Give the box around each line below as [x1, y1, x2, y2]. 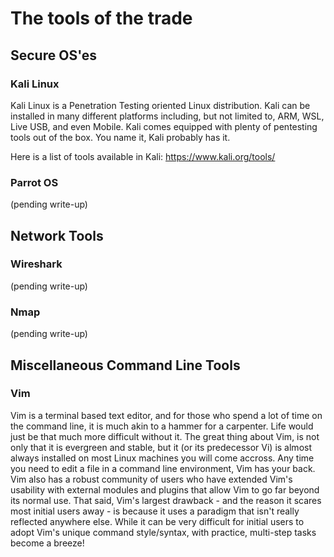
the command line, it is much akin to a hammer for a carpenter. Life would [10, 420, 314, 432]
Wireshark [10, 257, 63, 271]
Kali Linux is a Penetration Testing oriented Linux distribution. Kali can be [10, 99, 311, 111]
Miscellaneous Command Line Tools [10, 357, 241, 374]
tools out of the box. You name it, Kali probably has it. [10, 131, 231, 143]
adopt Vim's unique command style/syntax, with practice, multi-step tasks [10, 526, 317, 538]
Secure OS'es [10, 47, 98, 64]
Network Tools [10, 227, 104, 244]
